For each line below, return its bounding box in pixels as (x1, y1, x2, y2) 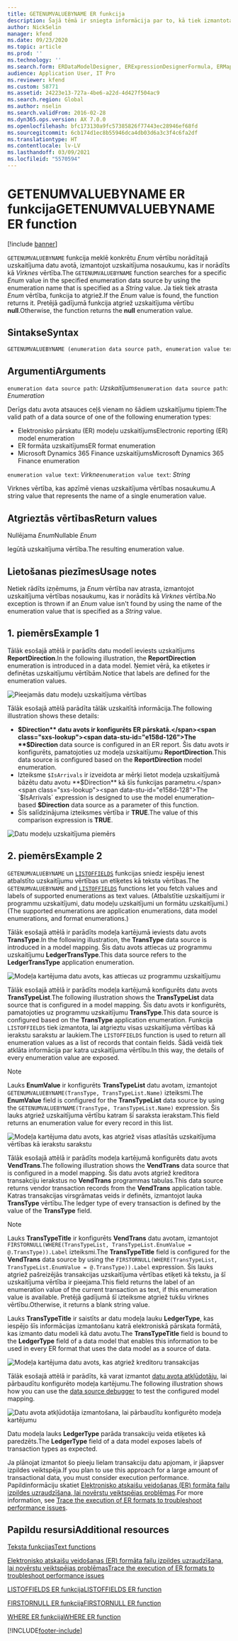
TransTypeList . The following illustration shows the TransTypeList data (7, 993, 215, 1001)
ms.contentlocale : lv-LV (7, 143, 81, 150)
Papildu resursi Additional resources (7, 1523, 170, 1536)
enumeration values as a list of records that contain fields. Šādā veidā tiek (7, 1038, 223, 1046)
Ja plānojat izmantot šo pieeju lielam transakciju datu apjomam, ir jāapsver (7, 1458, 225, 1466)
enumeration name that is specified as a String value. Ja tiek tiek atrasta (7, 283, 218, 292)
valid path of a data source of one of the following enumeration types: (7, 413, 211, 421)
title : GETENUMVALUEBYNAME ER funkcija (7, 10, 125, 18)
